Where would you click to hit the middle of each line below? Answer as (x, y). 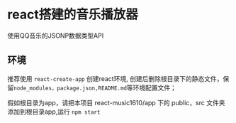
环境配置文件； (155, 87)
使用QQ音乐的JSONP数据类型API (56, 36)
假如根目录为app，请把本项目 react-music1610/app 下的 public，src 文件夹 (116, 102)
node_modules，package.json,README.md (71, 88)
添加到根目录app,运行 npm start (54, 112)
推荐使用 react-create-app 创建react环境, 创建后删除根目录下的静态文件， (115, 78)
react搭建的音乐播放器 (73, 15)
